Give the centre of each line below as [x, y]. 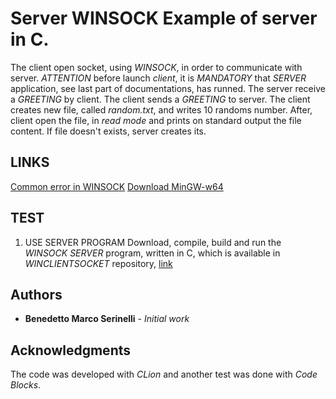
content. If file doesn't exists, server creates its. [108, 131]
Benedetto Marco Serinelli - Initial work [107, 319]
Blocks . [26, 385]
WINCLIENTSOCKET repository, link [98, 263]
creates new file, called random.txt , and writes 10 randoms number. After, [161, 109]
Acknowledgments [71, 350]
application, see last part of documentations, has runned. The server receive [168, 88]
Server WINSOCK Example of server [164, 18]
